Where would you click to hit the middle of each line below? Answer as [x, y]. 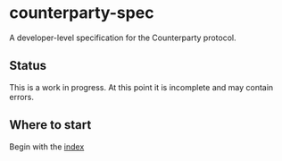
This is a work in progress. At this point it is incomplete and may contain [141, 87]
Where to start [50, 125]
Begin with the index [47, 147]
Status [28, 66]
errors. [21, 97]
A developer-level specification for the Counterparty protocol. [123, 38]
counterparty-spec [82, 13]
